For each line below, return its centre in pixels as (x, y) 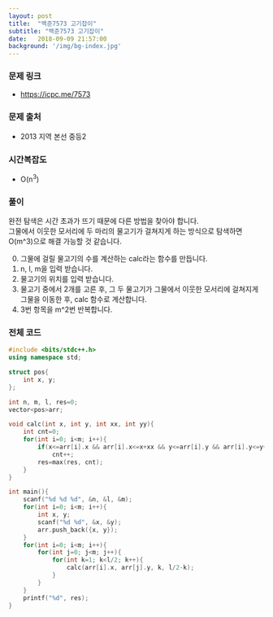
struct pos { (28, 372)
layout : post (30, 16)
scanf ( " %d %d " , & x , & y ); (80, 522)
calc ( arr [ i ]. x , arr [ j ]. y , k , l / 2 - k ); (130, 568)
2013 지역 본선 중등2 (53, 136)
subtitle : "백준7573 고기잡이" (56, 31)
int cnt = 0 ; (41, 432)
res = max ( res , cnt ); (71, 462)
